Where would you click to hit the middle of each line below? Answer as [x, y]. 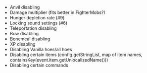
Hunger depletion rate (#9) [37, 18]
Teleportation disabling [33, 28]
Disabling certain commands [39, 65]
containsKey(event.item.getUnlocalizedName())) [59, 60]
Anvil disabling [25, 7]
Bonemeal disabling [30, 39]
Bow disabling [24, 34]
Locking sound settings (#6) [39, 23]
